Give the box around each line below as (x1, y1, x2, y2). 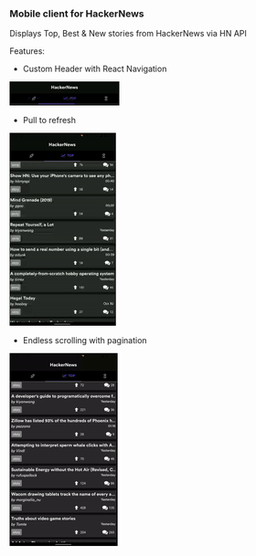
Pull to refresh (22, 115, 76, 126)
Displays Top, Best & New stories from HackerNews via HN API (9, 28, 247, 39)
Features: (9, 46, 46, 57)
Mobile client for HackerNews (9, 7, 144, 20)
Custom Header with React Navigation (22, 63, 167, 75)
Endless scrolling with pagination (22, 335, 148, 346)
